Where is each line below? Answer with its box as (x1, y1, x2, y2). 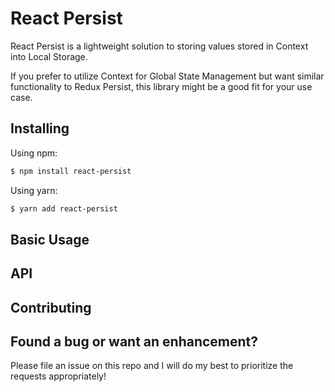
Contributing (10, 299, 92, 316)
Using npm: (10, 147, 58, 159)
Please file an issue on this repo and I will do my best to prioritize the (10, 360, 294, 372)
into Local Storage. (10, 50, 88, 62)
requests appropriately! (10, 370, 107, 382)
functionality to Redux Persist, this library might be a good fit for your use (10, 80, 313, 92)
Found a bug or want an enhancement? (10, 333, 259, 351)
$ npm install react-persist (10, 166, 132, 176)
